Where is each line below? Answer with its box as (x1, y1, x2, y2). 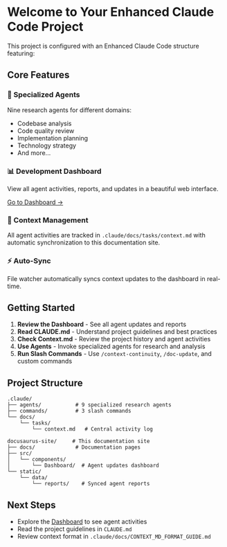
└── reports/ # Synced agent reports (32, 481, 150, 487)
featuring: (7, 49, 35, 57)
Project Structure (7, 377, 83, 388)
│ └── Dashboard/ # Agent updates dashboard (7, 462, 159, 469)
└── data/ (19, 474, 48, 481)
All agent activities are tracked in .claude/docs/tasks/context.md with (7, 231, 206, 240)
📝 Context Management (7, 215, 89, 225)
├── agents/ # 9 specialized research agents (7, 402, 172, 409)
